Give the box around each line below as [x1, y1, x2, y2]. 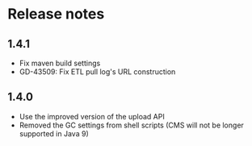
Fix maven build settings [19, 58, 101, 68]
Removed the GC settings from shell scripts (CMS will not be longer [19, 120, 244, 130]
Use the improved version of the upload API [19, 111, 165, 121]
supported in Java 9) [19, 128, 90, 138]
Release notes [7, 5, 105, 23]
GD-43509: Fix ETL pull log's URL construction [19, 67, 176, 77]
